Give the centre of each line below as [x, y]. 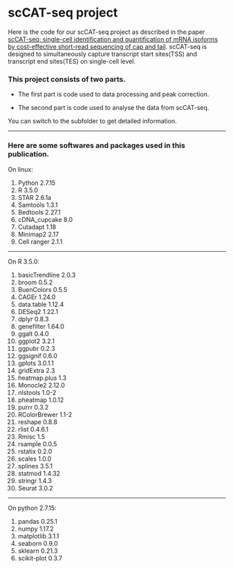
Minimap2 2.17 [38, 234]
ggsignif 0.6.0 [37, 356]
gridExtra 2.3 [36, 370]
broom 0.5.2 [35, 282]
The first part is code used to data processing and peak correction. [113, 94]
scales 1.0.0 [35, 459]
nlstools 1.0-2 [37, 392]
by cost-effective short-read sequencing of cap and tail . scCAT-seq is [108, 46]
